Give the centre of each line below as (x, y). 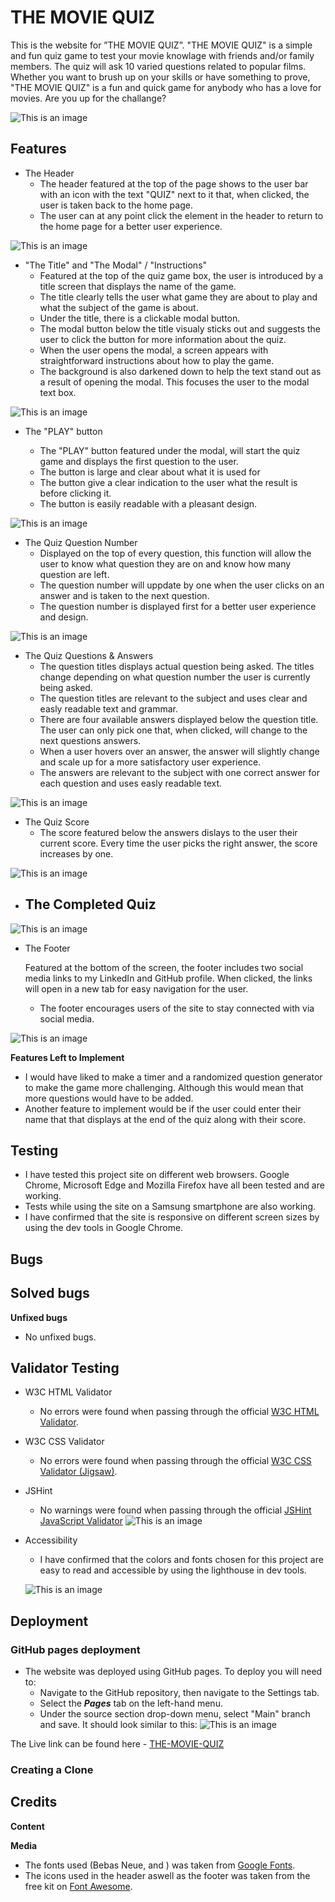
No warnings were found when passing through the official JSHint (175, 1510)
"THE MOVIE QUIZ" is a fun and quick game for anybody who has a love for (166, 87)
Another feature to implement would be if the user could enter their (163, 1108)
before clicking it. (75, 493)
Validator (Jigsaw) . (78, 1472)
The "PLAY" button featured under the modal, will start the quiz (170, 450)
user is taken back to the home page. (116, 205)
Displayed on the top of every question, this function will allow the (175, 553)
